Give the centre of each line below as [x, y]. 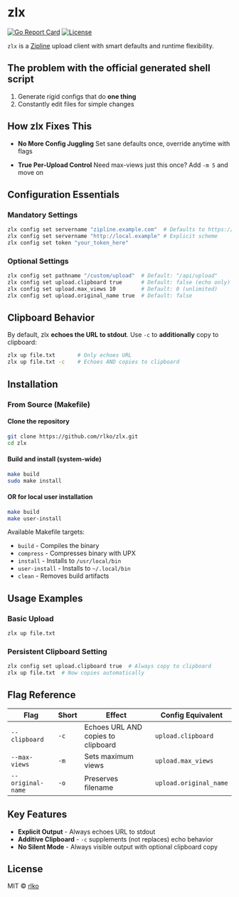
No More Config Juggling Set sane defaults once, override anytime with [124, 144]
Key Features [37, 815]
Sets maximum [109, 756]
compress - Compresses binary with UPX [77, 553]
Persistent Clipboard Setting [58, 651]
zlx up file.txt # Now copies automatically [76, 673]
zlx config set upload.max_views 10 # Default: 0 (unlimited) [113, 289]
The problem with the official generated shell [109, 68]
